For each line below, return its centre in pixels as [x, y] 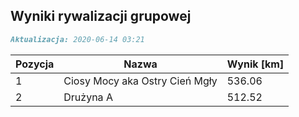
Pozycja [35, 64]
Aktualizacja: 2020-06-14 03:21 [77, 39]
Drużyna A [88, 97]
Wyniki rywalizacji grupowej [101, 16]
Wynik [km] [255, 64]
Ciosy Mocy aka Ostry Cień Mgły [140, 81]
